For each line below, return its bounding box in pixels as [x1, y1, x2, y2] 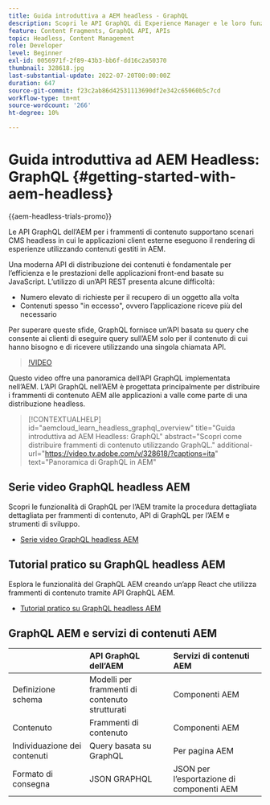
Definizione [12, 684, 56, 696]
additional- [216, 440, 253, 450]
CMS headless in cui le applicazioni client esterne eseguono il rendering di [8, 235, 256, 245]
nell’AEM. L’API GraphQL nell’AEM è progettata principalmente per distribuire [8, 381, 260, 391]
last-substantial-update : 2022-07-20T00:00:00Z [8, 72, 171, 80]
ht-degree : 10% [8, 109, 59, 117]
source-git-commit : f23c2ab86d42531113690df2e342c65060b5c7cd [8, 86, 221, 95]
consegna [12, 778, 51, 790]
